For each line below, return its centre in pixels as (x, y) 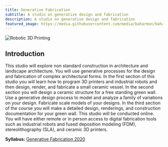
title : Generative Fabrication (38, 10)
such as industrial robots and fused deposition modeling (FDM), (71, 124)
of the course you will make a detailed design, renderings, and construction (83, 108)
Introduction (25, 54)
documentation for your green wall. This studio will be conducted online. (80, 113)
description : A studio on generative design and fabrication (70, 19)
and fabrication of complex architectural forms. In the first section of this (80, 76)
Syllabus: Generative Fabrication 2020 (45, 139)
